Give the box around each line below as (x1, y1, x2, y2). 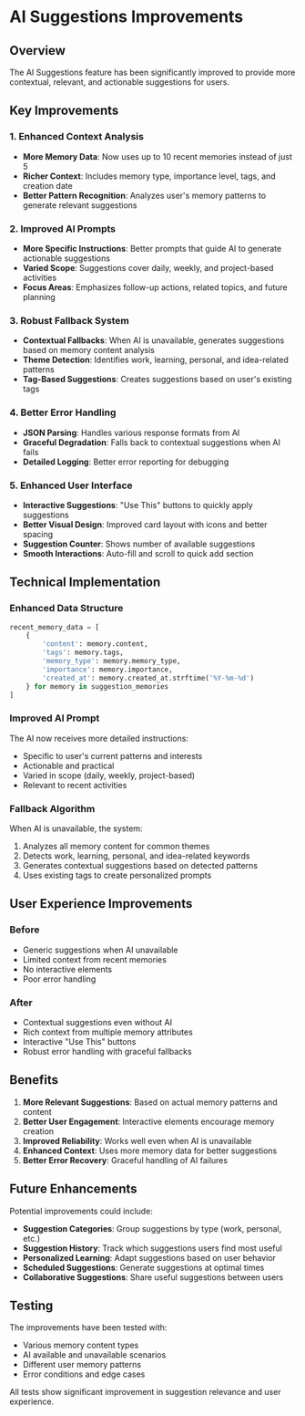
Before (9, 923, 40, 936)
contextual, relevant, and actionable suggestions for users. (9, 77, 230, 88)
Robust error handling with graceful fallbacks (22, 1046, 193, 1057)
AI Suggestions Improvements (9, 6, 244, 27)
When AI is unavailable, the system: (9, 823, 143, 834)
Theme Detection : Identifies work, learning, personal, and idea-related (22, 354, 290, 366)
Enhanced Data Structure (9, 602, 124, 615)
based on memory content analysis (22, 345, 155, 356)
